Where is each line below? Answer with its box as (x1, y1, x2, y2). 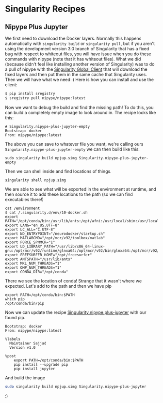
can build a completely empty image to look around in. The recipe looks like (5, 109, 156, 115)
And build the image (5, 374, 45, 381)
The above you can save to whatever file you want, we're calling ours (5, 141, 144, 147)
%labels (5, 337, 21, 341)
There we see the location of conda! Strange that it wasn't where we (5, 278, 142, 284)
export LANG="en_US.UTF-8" (5, 223, 60, 228)
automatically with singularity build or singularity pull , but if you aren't (5, 41, 155, 46)
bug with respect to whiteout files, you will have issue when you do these (5, 51, 151, 57)
